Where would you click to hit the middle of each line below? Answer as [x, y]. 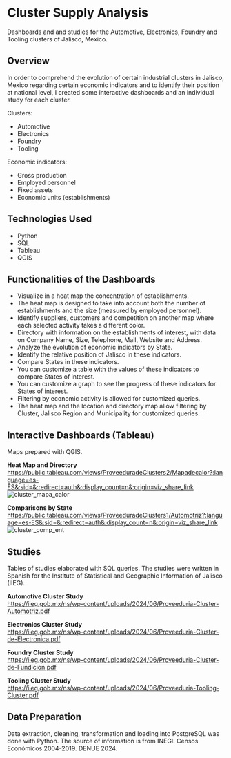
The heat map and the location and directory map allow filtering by [112, 406]
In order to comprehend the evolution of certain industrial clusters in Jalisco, [115, 77]
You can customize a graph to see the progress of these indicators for [117, 384]
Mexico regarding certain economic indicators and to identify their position [113, 85]
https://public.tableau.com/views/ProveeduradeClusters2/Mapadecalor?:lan [115, 473]
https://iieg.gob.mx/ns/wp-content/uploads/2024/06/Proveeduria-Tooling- [113, 688]
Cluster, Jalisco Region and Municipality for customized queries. [108, 413]
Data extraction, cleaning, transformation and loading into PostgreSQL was [113, 733]
